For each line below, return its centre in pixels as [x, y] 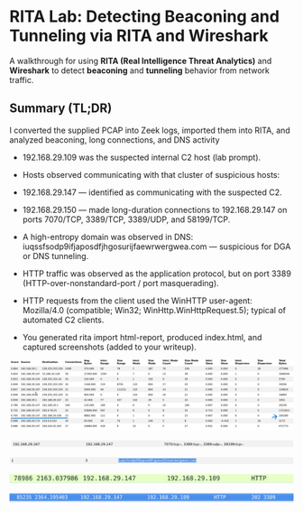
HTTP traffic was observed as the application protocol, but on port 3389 [156, 274]
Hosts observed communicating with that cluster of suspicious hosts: [151, 174]
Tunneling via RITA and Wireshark [139, 36]
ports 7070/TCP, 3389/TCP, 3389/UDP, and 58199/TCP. [126, 219]
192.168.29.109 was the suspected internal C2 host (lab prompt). [142, 157]
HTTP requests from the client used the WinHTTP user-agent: [137, 301]
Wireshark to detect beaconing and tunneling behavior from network [140, 70]
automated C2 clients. [63, 320]
